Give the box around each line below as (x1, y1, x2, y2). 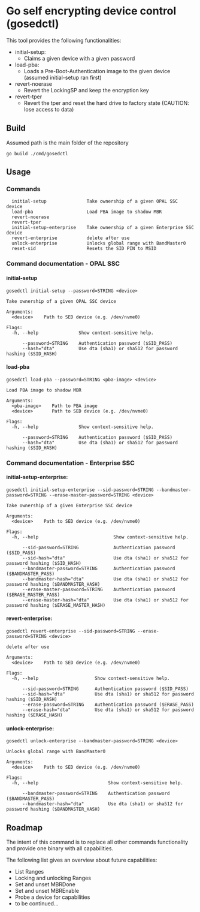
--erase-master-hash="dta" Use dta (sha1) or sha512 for (22, 597, 189, 603)
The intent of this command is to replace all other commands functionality (6, 838, 189, 846)
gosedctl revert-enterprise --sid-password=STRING (6, 628, 135, 634)
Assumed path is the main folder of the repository (6, 139, 129, 146)
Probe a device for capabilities (14, 893, 90, 901)
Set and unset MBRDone (14, 881, 76, 888)
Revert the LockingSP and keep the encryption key (23, 86, 149, 94)
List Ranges (14, 868, 44, 875)
